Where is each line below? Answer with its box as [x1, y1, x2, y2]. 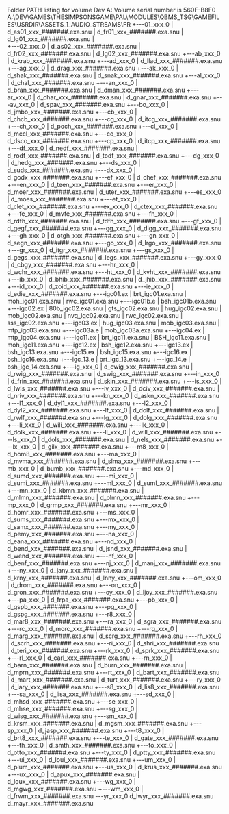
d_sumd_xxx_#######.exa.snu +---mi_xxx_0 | [7, 472, 138, 480]
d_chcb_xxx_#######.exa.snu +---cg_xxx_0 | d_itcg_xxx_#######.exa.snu [7, 115, 221, 123]
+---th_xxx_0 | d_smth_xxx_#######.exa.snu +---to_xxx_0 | [7, 741, 177, 749]
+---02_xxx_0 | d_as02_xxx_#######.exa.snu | [7, 42, 141, 50]
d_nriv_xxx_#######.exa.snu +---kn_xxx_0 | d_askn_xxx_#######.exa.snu [7, 392, 220, 399]
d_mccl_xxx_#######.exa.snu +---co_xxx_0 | [7, 129, 137, 138]
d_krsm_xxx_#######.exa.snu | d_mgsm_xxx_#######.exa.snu [7, 719, 188, 727]
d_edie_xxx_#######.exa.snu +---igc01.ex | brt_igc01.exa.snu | [7, 290, 187, 297]
